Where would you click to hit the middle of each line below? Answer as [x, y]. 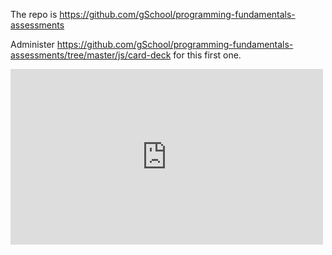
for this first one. [207, 55]
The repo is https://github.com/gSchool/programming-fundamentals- [153, 14]
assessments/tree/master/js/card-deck [91, 55]
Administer [32, 44]
